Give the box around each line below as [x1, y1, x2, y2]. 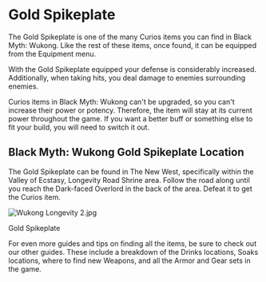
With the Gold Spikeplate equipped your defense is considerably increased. [8, 64, 257, 73]
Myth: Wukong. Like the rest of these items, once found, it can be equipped [8, 40, 257, 50]
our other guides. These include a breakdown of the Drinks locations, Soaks [8, 247, 259, 256]
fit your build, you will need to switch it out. [8, 122, 150, 132]
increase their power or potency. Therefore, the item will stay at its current [8, 105, 253, 115]
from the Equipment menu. [8, 49, 97, 58]
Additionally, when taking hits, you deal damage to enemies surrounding [8, 73, 246, 82]
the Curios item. [8, 192, 62, 201]
